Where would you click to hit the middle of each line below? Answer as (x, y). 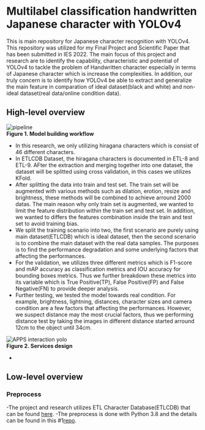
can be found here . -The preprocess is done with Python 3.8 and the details (102, 414)
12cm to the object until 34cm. (53, 327)
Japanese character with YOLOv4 (94, 24)
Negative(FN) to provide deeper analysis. (67, 288)
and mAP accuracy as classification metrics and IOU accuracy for (98, 269)
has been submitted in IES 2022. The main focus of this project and (91, 54)
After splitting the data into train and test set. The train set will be (97, 184)
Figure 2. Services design (39, 346)
